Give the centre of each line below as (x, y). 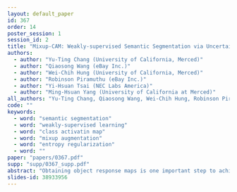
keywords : (22, 112)
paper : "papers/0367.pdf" (45, 158)
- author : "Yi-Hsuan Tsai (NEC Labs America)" (83, 86)
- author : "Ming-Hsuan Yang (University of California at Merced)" (115, 92)
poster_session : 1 (34, 33)
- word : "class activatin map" (60, 132)
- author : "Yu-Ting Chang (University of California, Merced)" (108, 60)
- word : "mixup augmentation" (58, 138)
